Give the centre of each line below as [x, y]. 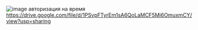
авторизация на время [57, 9]
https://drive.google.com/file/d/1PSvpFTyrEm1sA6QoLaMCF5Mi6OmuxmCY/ [99, 15]
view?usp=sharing [29, 21]
